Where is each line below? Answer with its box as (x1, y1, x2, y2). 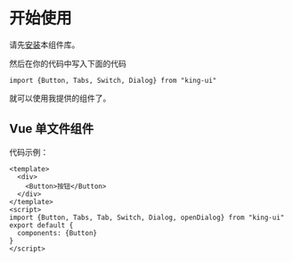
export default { (9, 220, 74, 230)
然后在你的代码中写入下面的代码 (9, 58, 126, 69)
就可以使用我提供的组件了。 (9, 93, 111, 103)
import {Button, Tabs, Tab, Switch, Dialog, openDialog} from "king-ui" (9, 213, 285, 222)
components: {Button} (17, 228, 98, 237)
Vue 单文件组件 (9, 121, 94, 136)
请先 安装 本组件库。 (9, 39, 80, 50)
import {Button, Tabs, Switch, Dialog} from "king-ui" (9, 76, 217, 85)
